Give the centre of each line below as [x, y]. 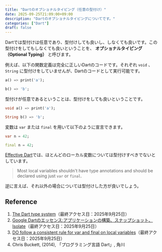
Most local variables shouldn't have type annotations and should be [85, 171]
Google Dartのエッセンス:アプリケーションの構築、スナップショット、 [82, 220]
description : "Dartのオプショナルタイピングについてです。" [60, 19]
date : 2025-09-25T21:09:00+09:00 [39, 14]
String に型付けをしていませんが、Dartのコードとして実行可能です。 [74, 71]
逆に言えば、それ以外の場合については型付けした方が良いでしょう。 [73, 186]
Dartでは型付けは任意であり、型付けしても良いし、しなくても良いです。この [81, 42]
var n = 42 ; [17, 136]
